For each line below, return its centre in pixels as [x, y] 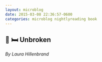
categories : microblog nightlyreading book [51, 19]
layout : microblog [24, 10]
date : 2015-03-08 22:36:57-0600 [39, 14]
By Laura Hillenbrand [27, 54]
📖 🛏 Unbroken [28, 39]
